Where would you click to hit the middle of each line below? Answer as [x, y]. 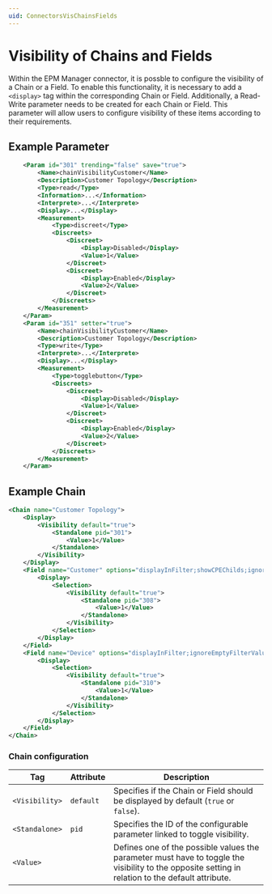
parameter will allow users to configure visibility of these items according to [135, 112]
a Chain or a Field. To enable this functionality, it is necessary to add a [125, 87]
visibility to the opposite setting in [177, 868]
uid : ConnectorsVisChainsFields [63, 16]
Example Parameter [59, 146]
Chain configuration [49, 756]
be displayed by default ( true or [174, 801]
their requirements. [40, 121]
